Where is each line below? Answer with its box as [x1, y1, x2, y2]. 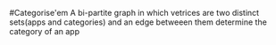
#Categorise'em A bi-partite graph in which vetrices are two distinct [9, 8, 260, 18]
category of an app [9, 26, 80, 36]
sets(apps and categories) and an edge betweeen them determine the [9, 17, 268, 27]
